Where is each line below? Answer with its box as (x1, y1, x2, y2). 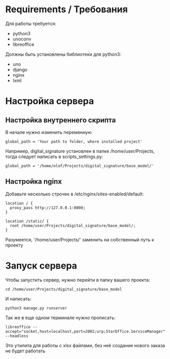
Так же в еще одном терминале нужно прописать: (5, 315, 116, 321)
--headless (5, 333, 29, 339)
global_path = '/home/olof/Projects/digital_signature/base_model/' (5, 163, 154, 168)
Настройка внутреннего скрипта (5, 116, 116, 124)
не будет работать (5, 348, 46, 354)
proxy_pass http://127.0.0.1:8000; (10, 205, 86, 210)
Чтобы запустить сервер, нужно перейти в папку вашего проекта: (5, 277, 151, 283)
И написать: (5, 296, 32, 302)
